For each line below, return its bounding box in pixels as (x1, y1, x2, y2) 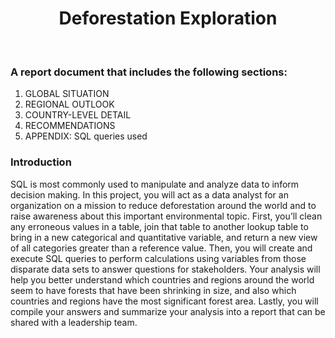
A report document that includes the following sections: (10, 65, 288, 79)
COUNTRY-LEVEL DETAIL (24, 109, 132, 121)
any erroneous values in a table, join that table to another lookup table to (10, 220, 309, 232)
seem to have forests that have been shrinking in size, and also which (10, 284, 297, 296)
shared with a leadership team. (10, 316, 138, 328)
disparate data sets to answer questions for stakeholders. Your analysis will (10, 263, 321, 275)
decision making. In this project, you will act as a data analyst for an (10, 188, 289, 201)
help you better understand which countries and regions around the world (10, 273, 315, 286)
